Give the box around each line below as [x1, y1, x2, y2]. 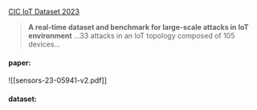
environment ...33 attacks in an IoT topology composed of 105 [27, 31, 235, 40]
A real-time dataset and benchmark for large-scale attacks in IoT [27, 22, 249, 31]
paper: [8, 58, 31, 67]
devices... [27, 39, 61, 49]
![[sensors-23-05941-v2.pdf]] [8, 75, 107, 85]
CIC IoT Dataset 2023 [8, 7, 80, 16]
